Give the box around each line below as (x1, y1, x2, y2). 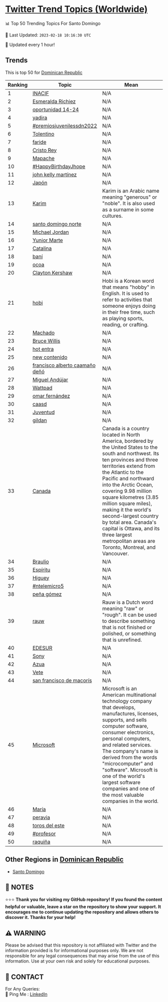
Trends (5, 56, 28, 65)
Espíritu (32, 566, 50, 573)
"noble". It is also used (102, 200, 155, 207)
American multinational (102, 691, 156, 698)
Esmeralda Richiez (32, 98, 76, 105)
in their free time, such (102, 309, 155, 316)
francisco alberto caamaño (32, 362, 96, 369)
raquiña (32, 838, 50, 845)
